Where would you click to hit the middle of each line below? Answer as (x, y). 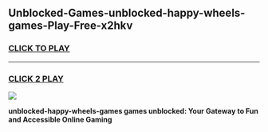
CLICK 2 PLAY (36, 78)
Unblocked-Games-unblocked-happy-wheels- (127, 13)
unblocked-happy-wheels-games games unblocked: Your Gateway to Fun (134, 110)
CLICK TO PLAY (39, 49)
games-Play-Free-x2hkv (71, 26)
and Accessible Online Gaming (60, 119)
